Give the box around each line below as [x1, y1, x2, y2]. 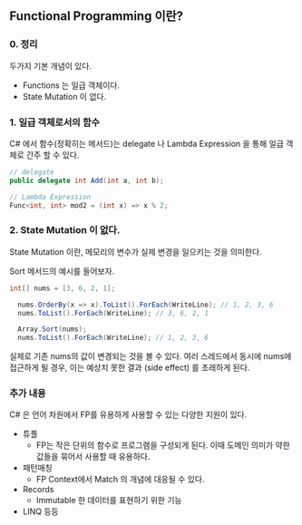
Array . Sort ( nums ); [17, 325, 88, 334]
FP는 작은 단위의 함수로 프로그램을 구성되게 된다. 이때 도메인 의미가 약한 [35, 440, 290, 451]
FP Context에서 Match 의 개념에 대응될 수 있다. [35, 474, 205, 485]
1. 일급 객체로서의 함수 [9, 116, 101, 129]
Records [22, 484, 54, 495]
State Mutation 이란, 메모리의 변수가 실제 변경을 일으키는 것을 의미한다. [9, 246, 262, 257]
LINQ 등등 [22, 506, 59, 517]
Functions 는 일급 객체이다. [22, 80, 121, 91]
